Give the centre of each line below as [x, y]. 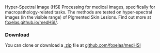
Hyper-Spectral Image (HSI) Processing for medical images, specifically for [80, 7]
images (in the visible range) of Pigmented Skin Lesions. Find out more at [78, 17]
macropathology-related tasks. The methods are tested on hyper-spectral [79, 12]
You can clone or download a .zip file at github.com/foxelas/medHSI [73, 45]
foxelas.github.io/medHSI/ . [32, 22]
